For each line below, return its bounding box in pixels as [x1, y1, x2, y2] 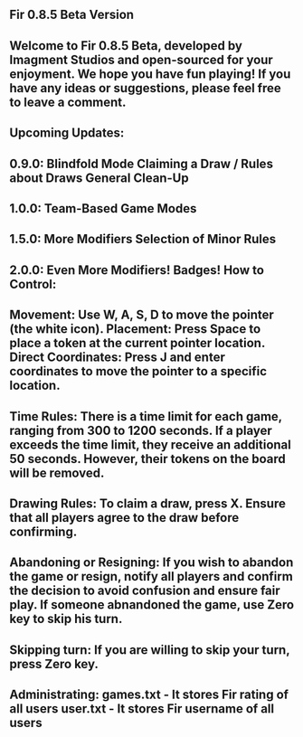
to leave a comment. [9, 94, 127, 109]
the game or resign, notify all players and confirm [9, 569, 294, 584]
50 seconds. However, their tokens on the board [9, 451, 287, 467]
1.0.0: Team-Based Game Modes [9, 201, 197, 216]
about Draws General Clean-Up [9, 170, 189, 185]
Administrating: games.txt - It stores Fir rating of [9, 687, 289, 703]
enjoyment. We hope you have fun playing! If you [9, 66, 291, 81]
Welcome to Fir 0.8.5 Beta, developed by [9, 38, 242, 53]
